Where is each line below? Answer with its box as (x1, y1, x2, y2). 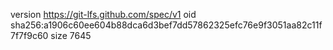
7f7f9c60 (10, 30, 49, 41)
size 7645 (50, 30, 92, 41)
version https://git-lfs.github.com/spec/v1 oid (10, 9, 197, 20)
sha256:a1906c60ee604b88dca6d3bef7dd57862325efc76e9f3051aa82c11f (10, 19, 323, 31)
